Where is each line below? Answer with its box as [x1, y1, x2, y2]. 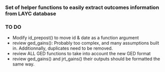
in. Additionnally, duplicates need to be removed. [12, 45, 113, 51]
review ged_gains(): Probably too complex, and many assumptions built [12, 40, 160, 46]
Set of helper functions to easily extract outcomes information [5, 4, 160, 11]
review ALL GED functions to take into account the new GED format [12, 51, 151, 57]
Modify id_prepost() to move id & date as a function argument [12, 35, 139, 41]
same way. [12, 61, 35, 67]
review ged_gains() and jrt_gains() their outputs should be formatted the [12, 56, 161, 62]
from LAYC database [5, 10, 56, 17]
